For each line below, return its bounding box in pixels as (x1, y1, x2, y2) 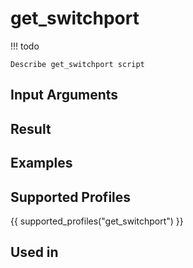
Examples (10, 155, 73, 172)
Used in (10, 244, 59, 261)
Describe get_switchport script (10, 59, 145, 69)
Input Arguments (10, 87, 119, 104)
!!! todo (10, 40, 40, 52)
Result (10, 120, 52, 137)
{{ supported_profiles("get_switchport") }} (10, 215, 184, 227)
